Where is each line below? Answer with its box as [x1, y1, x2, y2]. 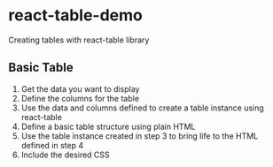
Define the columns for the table [20, 93, 139, 103]
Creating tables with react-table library [8, 34, 150, 45]
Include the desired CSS [20, 149, 110, 160]
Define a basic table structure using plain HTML [20, 121, 196, 132]
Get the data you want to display [20, 83, 140, 94]
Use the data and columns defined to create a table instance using [20, 102, 265, 113]
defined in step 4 [20, 140, 84, 150]
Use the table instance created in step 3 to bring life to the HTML [20, 130, 259, 141]
